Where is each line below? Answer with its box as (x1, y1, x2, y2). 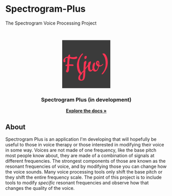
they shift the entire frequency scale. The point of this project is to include (5, 175, 162, 181)
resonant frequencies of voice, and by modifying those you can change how (5, 163, 167, 169)
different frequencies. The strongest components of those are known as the (5, 158, 166, 164)
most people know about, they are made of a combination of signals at (5, 153, 155, 159)
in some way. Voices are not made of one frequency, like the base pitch (5, 147, 157, 154)
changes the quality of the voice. (5, 185, 75, 191)
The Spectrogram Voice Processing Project (5, 20, 97, 26)
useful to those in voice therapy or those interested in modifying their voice (5, 142, 164, 148)
